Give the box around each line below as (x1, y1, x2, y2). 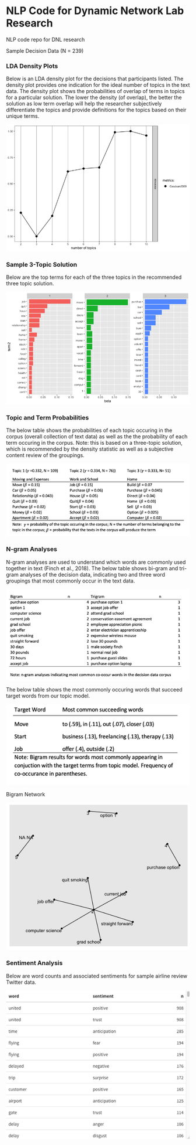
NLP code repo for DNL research (6, 36, 85, 43)
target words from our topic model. (6, 693, 90, 700)
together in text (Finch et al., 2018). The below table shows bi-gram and (6, 564, 178, 572)
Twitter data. (6, 979, 37, 986)
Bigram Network (6, 791, 45, 798)
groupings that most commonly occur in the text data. (6, 577, 135, 584)
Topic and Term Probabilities (6, 414, 89, 422)
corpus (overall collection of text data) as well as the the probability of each (6, 433, 188, 440)
